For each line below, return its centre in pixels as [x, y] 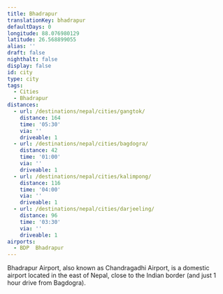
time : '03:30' [40, 222]
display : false [29, 66]
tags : [15, 85]
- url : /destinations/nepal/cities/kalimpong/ [82, 176]
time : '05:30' [40, 124]
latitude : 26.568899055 [42, 40]
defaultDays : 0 [29, 27]
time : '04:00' [40, 190]
